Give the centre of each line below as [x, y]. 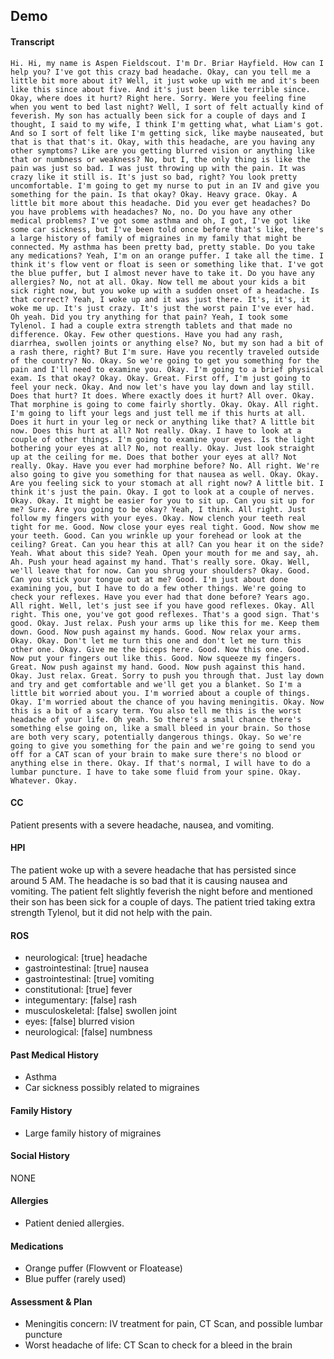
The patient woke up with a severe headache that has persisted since [153, 870]
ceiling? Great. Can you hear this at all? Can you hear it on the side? [167, 544]
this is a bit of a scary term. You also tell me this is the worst [156, 710]
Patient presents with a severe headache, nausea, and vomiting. [142, 825]
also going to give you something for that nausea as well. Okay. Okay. [165, 474]
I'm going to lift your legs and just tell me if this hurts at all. [158, 413]
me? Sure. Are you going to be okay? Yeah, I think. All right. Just [158, 509]
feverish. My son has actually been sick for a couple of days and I [158, 115]
